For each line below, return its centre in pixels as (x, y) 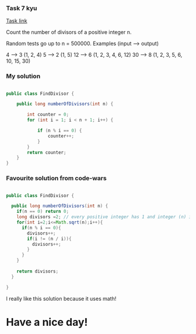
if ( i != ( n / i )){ (49, 239)
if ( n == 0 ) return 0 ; (43, 212)
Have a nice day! (47, 322)
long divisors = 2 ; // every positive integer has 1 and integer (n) (101, 217)
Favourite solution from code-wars (56, 178)
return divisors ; (38, 271)
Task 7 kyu (22, 8)
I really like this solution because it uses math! (61, 298)
